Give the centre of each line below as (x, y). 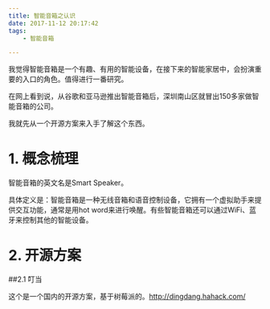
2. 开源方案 (45, 255)
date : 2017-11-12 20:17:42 (53, 23)
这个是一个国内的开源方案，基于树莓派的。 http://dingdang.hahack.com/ (127, 297)
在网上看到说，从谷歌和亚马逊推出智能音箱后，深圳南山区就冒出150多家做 (130, 97)
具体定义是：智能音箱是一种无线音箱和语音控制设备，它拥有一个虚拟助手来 (131, 200)
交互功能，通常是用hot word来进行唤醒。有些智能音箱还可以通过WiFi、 (132, 210)
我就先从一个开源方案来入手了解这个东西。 (79, 124)
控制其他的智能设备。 (57, 220)
